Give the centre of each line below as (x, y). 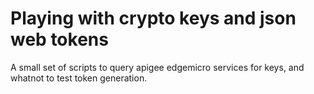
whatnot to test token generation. (79, 78)
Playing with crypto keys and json (153, 18)
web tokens (59, 39)
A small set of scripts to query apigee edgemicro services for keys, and (157, 67)
